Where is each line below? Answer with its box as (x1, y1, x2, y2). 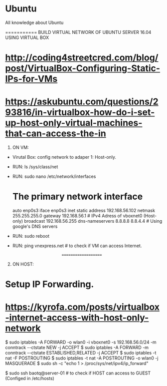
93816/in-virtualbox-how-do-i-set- (5, 107, 155, 118)
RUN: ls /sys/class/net (12, 164, 58, 170)
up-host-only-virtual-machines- (5, 117, 143, 129)
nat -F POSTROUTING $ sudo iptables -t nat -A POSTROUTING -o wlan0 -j (5, 355, 159, 361)
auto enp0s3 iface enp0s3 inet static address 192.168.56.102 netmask (12, 208, 156, 213)
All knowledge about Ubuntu (5, 19, 64, 25)
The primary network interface (12, 191, 143, 202)
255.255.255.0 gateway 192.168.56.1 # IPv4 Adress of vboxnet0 (12, 213, 143, 219)
